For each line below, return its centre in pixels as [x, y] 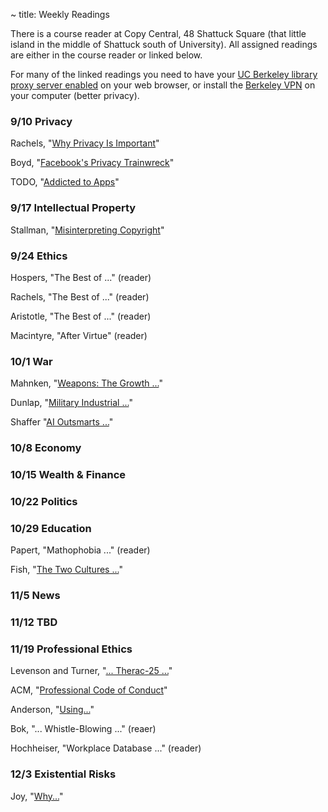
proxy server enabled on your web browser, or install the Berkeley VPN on [163, 85]
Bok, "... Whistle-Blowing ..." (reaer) [83, 729]
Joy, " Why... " [37, 796]
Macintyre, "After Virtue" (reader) [79, 335]
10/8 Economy [46, 448]
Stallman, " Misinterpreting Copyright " [87, 230]
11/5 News [35, 596]
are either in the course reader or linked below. [106, 55]
